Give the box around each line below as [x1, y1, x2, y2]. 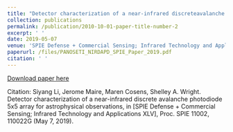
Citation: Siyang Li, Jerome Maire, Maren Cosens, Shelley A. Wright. [7, 87, 201, 95]
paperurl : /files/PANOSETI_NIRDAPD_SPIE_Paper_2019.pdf [7, 49, 172, 56]
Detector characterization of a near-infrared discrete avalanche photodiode [7, 95, 223, 103]
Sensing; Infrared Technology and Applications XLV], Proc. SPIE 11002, [7, 109, 209, 117]
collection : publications [7, 17, 82, 23]
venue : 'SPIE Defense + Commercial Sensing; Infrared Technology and [7, 42, 213, 49]
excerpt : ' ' [7, 29, 45, 37]
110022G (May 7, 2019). [7, 117, 74, 125]
